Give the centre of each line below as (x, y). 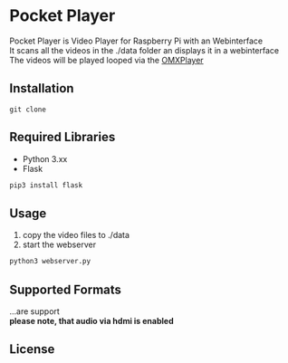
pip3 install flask (46, 185)
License (32, 349)
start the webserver (59, 244)
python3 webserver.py (50, 262)
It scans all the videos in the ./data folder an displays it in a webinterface (144, 50)
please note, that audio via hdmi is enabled (91, 320)
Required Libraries (62, 137)
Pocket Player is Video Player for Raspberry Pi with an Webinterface (136, 41)
